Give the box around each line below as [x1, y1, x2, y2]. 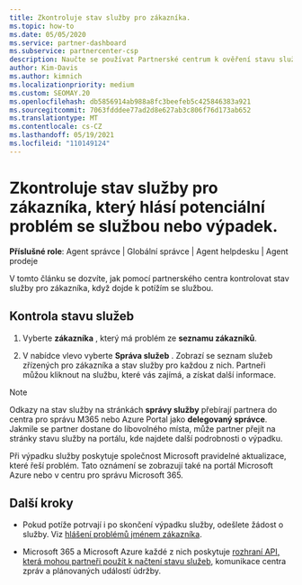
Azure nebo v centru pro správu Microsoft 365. [9, 470, 184, 480]
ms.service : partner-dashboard [9, 38, 127, 48]
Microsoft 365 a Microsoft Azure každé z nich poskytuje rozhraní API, [22, 546, 280, 557]
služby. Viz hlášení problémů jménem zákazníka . [22, 529, 202, 540]
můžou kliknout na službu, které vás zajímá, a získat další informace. [22, 369, 277, 379]
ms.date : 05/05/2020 [9, 30, 87, 39]
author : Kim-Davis [9, 64, 78, 73]
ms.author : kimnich [9, 72, 83, 81]
